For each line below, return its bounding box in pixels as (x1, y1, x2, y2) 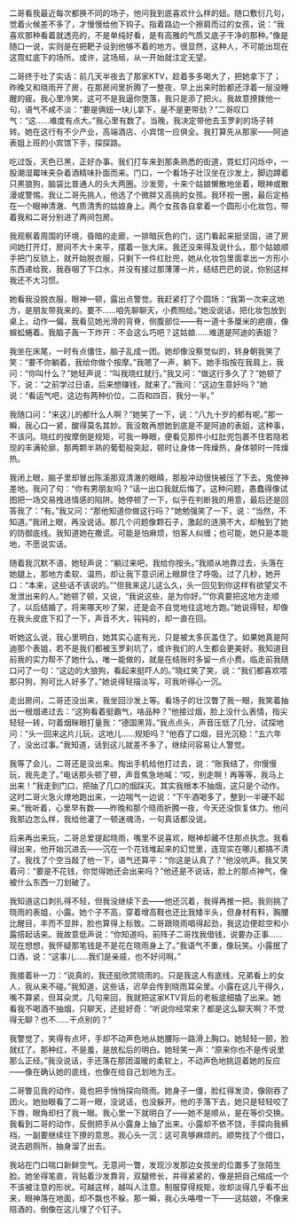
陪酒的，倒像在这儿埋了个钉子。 (9, 1204, 126, 1214)
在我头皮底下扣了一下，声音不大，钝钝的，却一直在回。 (9, 613, 211, 623)
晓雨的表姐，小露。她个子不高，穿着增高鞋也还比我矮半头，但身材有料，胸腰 (9, 907, 289, 917)
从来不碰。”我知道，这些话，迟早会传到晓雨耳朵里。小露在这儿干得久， (32, 981, 289, 992)
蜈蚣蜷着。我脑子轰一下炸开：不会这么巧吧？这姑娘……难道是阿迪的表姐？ (9, 327, 279, 337)
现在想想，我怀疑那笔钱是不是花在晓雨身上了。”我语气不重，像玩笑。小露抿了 (9, 940, 289, 951)
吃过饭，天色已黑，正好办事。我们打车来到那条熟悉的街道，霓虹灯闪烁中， (9, 156, 281, 167)
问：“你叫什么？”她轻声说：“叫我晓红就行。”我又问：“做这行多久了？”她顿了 (9, 368, 282, 379)
